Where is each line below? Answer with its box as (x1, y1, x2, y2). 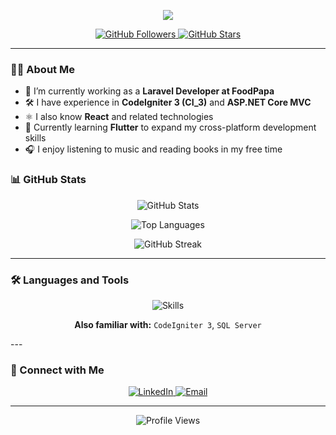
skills (24, 132, 47, 144)
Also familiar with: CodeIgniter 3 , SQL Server (74, 318, 262, 330)
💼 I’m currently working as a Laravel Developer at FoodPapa (24, 85, 275, 97)
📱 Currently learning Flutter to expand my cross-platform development (24, 121, 317, 134)
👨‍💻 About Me (10, 62, 75, 76)
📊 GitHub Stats (10, 173, 87, 187)
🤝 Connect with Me (10, 363, 105, 377)
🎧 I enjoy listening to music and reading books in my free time (24, 143, 283, 155)
